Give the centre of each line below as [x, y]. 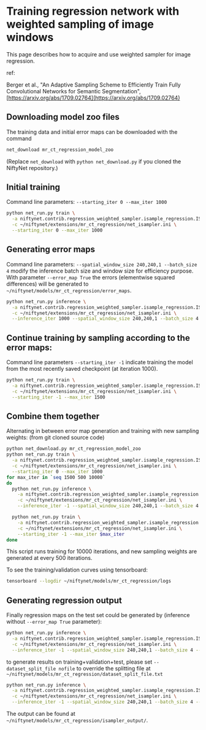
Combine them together [53, 416]
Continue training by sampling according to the [98, 338]
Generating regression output [64, 600]
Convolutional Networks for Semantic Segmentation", [74, 91]
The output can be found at [41, 714]
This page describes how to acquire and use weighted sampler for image [99, 54]
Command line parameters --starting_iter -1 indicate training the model [100, 362]
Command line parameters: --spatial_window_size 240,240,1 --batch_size [102, 264]
